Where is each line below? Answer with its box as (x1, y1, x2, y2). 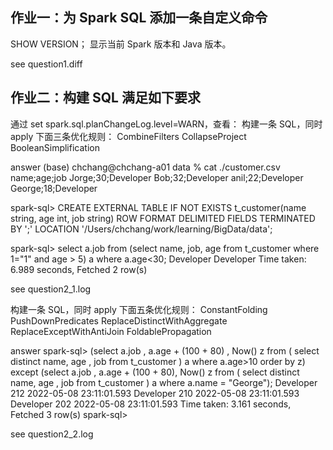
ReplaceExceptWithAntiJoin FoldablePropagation (10, 325, 212, 337)
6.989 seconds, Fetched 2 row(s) (10, 263, 148, 275)
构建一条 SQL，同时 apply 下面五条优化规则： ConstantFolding (10, 303, 268, 315)
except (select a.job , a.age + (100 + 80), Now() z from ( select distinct (10, 366, 300, 378)
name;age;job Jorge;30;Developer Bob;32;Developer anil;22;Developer (10, 171, 304, 183)
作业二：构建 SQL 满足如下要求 (10, 89, 201, 107)
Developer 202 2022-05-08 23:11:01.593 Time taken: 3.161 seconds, (10, 398, 292, 410)
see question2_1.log (10, 283, 92, 295)
